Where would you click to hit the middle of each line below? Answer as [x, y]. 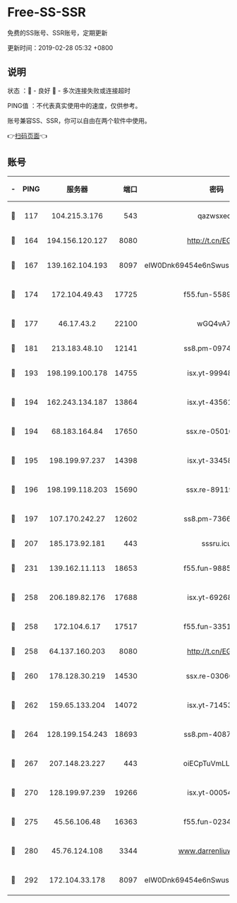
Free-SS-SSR [47, 12]
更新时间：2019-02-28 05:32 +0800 [60, 47]
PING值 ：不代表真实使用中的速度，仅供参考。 [74, 105]
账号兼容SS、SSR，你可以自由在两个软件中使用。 [79, 120]
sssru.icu [217, 543]
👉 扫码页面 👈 [28, 136]
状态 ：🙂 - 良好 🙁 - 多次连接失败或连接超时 [69, 90]
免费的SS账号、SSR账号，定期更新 [57, 33]
